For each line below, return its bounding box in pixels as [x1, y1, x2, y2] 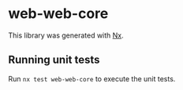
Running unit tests [8, 53, 100, 67]
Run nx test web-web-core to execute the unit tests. [8, 74, 176, 83]
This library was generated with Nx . [8, 31, 124, 40]
